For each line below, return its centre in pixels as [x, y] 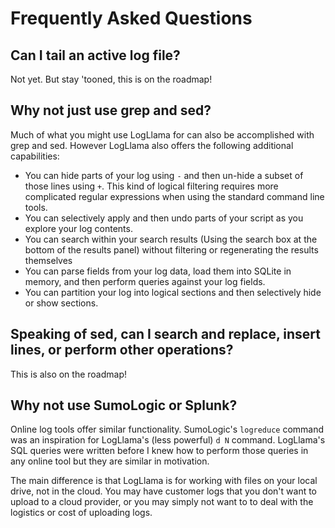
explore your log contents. [78, 228]
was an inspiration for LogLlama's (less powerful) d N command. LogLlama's [168, 440]
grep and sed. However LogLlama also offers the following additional [152, 145]
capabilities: [35, 156]
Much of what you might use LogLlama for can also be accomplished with [162, 134]
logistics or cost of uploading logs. [81, 513]
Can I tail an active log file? [95, 55]
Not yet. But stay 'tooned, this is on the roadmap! [111, 79]
